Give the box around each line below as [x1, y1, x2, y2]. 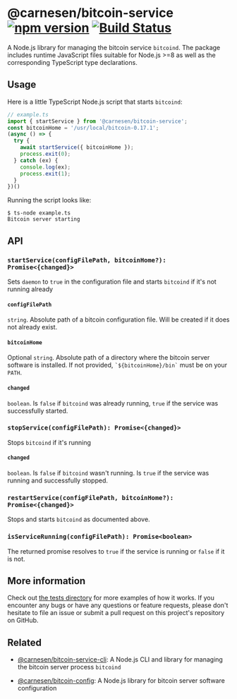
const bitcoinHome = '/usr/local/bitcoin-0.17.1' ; [7, 124, 159, 131]
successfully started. [7, 406, 68, 415]
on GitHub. [7, 616, 39, 625]
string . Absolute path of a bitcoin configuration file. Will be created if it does [7, 315, 230, 324]
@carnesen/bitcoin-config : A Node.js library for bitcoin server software [17, 676, 226, 685]
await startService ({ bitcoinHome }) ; [20, 144, 134, 151]
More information [7, 575, 86, 587]
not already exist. [7, 323, 58, 332]
